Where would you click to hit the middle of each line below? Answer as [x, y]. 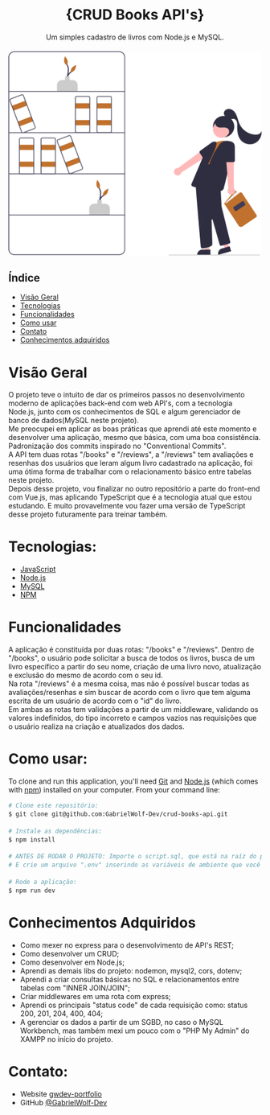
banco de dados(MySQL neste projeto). [74, 421]
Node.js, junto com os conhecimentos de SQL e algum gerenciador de [125, 412]
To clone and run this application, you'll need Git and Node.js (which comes [133, 781]
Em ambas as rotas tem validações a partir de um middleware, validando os [133, 710]
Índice [24, 278]
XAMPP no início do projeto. [67, 1039]
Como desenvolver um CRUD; [70, 953]
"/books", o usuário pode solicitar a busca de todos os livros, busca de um [132, 658]
